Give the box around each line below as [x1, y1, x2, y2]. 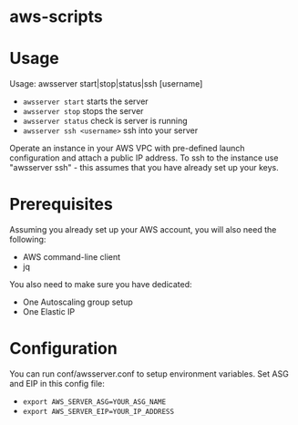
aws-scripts [9, 6, 103, 27]
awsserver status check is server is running [22, 116, 189, 127]
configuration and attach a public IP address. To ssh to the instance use [9, 152, 279, 163]
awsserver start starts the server [22, 96, 149, 107]
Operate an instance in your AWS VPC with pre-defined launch [9, 143, 245, 154]
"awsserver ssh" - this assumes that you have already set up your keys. [9, 162, 280, 173]
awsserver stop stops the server [22, 106, 144, 117]
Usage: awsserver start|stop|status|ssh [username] [9, 78, 203, 89]
